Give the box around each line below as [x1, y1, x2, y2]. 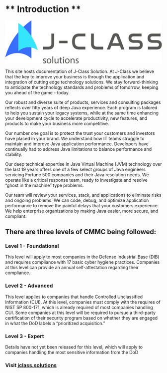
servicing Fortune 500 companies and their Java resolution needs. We [5, 171, 149, 178]
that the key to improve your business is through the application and [5, 73, 145, 79]
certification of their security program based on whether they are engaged [5, 315, 158, 321]
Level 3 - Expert [5, 333, 44, 340]
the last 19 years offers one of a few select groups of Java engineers [5, 166, 146, 172]
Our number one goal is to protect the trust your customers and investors [5, 130, 155, 136]
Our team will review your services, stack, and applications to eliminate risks [5, 192, 162, 198]
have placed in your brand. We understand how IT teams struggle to [5, 135, 145, 141]
